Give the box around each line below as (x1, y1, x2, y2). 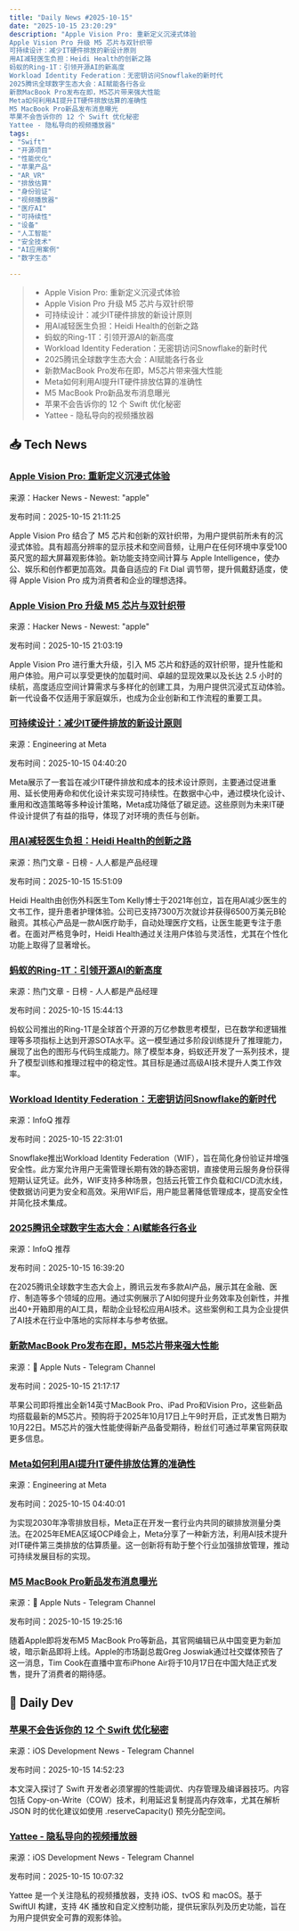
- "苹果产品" (9, 162, 53, 171)
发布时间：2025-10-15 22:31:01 (9, 1134, 123, 1145)
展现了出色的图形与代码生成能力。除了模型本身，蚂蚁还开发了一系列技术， (9, 1046, 282, 1057)
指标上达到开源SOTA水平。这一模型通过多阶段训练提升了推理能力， (39, 1034, 287, 1045)
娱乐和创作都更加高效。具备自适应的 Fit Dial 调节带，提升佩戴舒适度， (24, 563, 280, 574)
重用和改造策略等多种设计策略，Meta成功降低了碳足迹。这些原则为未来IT (9, 800, 278, 810)
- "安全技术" (9, 237, 53, 246)
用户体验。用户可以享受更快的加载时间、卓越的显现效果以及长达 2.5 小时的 (9, 670, 283, 681)
